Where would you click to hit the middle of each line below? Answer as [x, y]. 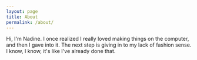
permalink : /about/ [30, 22]
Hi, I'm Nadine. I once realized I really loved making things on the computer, [98, 39]
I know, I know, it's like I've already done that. [61, 51]
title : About [22, 17]
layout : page [22, 11]
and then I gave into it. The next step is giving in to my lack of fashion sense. [99, 45]
